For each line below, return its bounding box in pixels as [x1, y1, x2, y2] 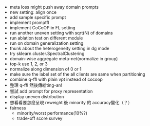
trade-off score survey [17, 115, 63, 121]
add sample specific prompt [9, 15, 66, 20]
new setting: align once [9, 9, 57, 15]
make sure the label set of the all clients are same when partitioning [9, 72, 146, 77]
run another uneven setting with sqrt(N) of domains [9, 30, 113, 36]
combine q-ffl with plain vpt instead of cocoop [9, 76, 103, 82]
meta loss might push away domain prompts [9, 4, 99, 10]
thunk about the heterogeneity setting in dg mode [9, 46, 110, 51]
